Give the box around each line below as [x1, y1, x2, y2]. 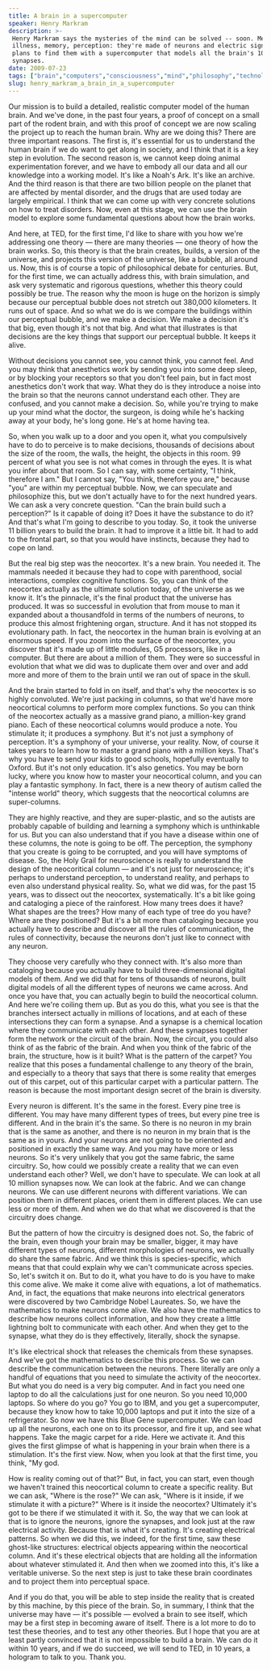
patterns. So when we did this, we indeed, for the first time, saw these [8, 1534, 241, 1543]
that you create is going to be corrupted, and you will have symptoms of [8, 846, 248, 856]
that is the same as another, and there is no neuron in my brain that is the [8, 1126, 251, 1136]
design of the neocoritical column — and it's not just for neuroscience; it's [8, 864, 255, 874]
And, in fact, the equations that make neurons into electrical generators [8, 1288, 245, 1297]
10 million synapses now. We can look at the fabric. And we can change [8, 1178, 246, 1188]
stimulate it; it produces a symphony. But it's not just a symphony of [8, 728, 234, 738]
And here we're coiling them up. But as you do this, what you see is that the [8, 1000, 260, 1009]
